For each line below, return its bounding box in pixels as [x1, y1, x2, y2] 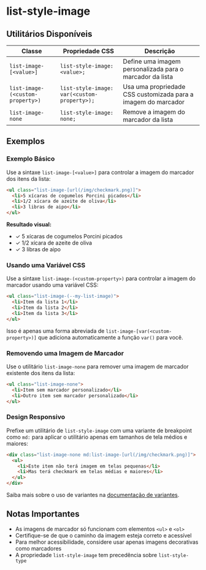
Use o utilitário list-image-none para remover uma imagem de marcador [6, 363, 189, 370]
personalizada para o [123, 65, 184, 73]
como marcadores [15, 544, 62, 552]
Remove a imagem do [123, 108, 186, 116]
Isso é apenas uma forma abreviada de [6, 327, 105, 335]
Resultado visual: [6, 221, 52, 228]
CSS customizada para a [123, 90, 194, 99]
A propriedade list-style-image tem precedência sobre [15, 551, 158, 558]
